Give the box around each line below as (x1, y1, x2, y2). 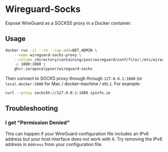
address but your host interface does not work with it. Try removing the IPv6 (5, 136, 162, 142)
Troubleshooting (5, 104, 58, 113)
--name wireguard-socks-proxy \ (14, 52, 81, 57)
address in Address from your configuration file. (5, 141, 102, 147)
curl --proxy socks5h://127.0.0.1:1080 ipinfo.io (5, 90, 111, 95)
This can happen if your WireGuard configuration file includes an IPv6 (5, 130, 149, 136)
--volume (14, 57, 32, 62)
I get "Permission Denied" (5, 119, 70, 126)
